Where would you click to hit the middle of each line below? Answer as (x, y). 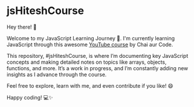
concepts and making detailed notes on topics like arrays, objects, (86, 62)
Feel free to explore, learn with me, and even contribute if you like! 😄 (90, 85)
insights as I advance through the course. (57, 74)
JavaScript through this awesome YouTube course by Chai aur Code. (90, 44)
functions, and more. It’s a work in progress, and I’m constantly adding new (97, 68)
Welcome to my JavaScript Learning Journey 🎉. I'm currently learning (91, 38)
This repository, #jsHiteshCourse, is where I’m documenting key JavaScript (98, 56)
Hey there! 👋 (22, 27)
